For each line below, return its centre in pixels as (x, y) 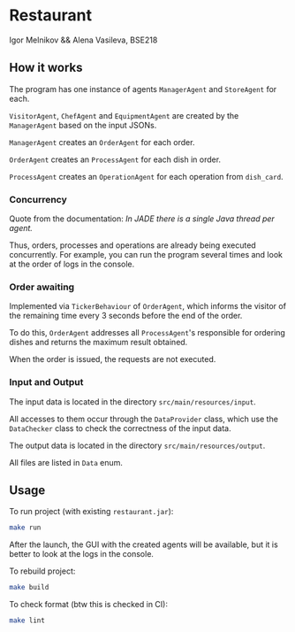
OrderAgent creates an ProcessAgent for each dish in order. (115, 159)
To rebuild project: (42, 571)
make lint (27, 620)
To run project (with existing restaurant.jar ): (91, 512)
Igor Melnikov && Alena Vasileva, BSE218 (83, 40)
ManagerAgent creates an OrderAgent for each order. (102, 142)
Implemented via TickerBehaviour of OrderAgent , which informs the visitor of (148, 306)
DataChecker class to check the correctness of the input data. (120, 428)
